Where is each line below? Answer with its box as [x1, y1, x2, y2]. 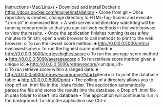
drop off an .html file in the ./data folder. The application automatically [5, 82, 145, 87]
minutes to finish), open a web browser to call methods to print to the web [5, 35, 154, 41]
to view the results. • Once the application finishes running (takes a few [5, 30, 149, 36]
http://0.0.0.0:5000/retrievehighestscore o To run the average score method [5, 51, 158, 57]
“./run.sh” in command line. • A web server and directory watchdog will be [5, 20, 155, 25]
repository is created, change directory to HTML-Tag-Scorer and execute [5, 15, 152, 20]
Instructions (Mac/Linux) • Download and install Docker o [5, 4, 121, 10]
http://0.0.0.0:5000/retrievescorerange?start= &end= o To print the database [5, 72, 159, 77]
